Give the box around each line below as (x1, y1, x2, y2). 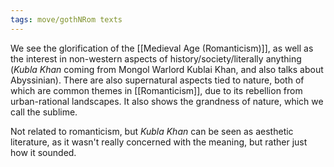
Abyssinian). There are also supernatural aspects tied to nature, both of (10, 74, 305, 86)
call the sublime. (10, 106, 78, 118)
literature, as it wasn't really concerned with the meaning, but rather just (10, 136, 308, 148)
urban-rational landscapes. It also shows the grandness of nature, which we (10, 95, 324, 107)
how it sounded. (10, 146, 77, 158)
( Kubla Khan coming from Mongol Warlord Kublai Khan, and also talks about (10, 63, 324, 75)
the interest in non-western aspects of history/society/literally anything (10, 52, 302, 65)
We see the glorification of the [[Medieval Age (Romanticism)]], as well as (10, 42, 314, 54)
